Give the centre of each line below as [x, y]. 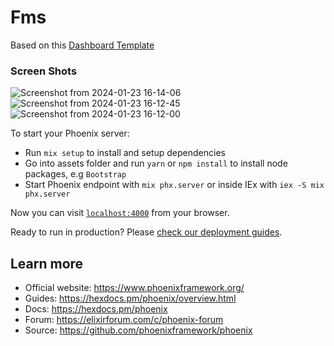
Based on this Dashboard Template [82, 45]
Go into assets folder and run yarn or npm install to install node [156, 163]
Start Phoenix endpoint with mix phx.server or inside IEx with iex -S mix [174, 185]
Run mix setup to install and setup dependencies [125, 153]
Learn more [47, 263]
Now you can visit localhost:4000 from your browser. [120, 213]
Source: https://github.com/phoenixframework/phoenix [138, 330]
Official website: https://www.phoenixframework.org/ [134, 288]
